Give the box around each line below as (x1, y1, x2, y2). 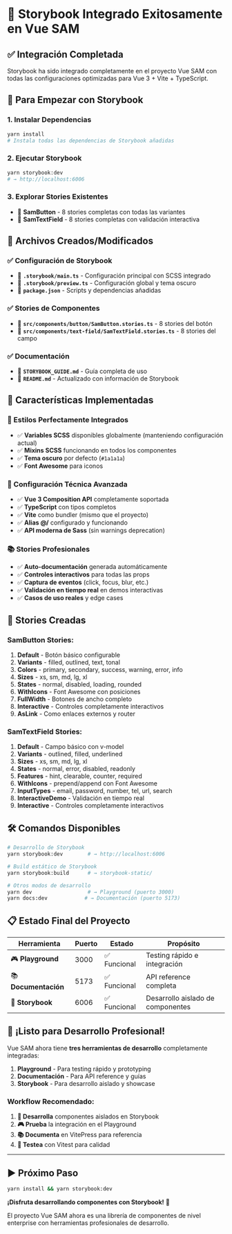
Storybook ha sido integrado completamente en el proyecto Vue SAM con (7, 67, 217, 75)
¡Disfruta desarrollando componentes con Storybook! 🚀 (7, 1197, 171, 1206)
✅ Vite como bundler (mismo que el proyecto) (17, 511, 149, 519)
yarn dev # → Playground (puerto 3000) (7, 889, 175, 896)
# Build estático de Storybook (7, 863, 97, 870)
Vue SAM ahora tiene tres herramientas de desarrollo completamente (7, 1044, 209, 1052)
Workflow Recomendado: (7, 1096, 95, 1106)
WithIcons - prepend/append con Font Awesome (17, 779, 157, 788)
